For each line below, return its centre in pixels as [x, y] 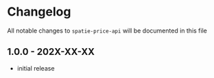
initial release [36, 68]
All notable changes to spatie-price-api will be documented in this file [107, 31]
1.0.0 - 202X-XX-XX [51, 52]
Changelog [39, 12]
